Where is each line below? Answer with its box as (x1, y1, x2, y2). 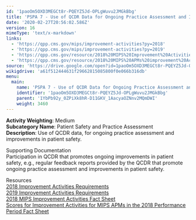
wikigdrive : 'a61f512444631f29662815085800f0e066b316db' (6, 68, 148, 74)
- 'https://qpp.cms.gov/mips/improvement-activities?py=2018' (11, 41, 166, 47)
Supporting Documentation (6, 146, 71, 153)
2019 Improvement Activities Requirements (6, 189, 109, 196)
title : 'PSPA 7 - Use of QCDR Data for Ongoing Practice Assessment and (6, 14, 187, 20)
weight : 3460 (16, 100, 48, 107)
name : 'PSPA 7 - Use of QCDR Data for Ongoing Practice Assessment (16, 85, 184, 90)
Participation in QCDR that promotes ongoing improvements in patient (6, 153, 174, 160)
